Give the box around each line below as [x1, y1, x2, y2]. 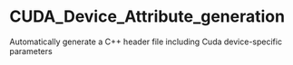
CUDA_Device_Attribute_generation [9, 6, 286, 27]
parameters [9, 45, 53, 56]
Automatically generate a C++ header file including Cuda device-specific [9, 36, 283, 47]
